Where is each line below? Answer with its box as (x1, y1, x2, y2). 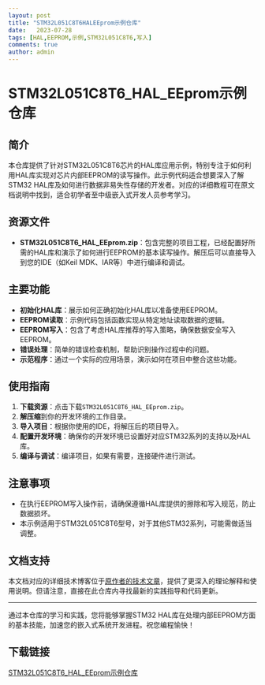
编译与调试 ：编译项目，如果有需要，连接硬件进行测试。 (19, 451, 200, 461)
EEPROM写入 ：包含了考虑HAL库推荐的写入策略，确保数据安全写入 (19, 325, 236, 334)
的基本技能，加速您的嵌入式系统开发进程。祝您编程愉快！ (8, 620, 195, 630)
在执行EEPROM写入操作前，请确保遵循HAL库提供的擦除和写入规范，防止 (19, 499, 256, 508)
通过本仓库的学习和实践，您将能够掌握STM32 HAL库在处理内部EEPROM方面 (8, 610, 256, 620)
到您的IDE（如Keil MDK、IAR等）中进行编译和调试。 (19, 257, 189, 266)
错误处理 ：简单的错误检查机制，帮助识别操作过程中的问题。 (19, 344, 214, 354)
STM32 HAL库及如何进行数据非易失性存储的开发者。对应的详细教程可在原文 (8, 181, 255, 189)
